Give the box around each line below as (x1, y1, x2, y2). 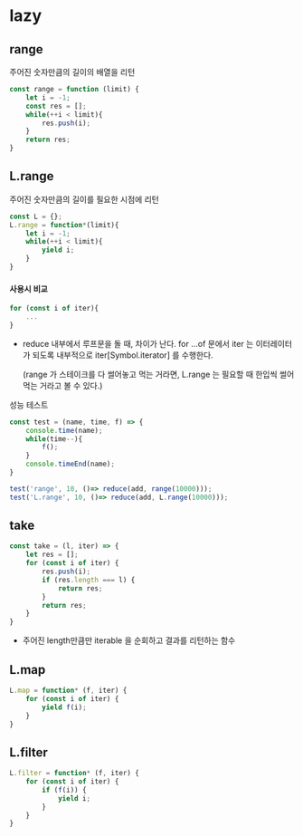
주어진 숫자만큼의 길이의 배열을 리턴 (9, 67, 136, 77)
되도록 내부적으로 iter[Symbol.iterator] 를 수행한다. (32, 350, 214, 360)
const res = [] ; (25, 101, 88, 111)
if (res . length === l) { (42, 575, 136, 584)
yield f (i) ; (42, 703, 88, 712)
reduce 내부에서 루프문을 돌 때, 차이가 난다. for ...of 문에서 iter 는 (22, 338, 254, 349)
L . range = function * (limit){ (9, 220, 119, 229)
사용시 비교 (9, 283, 48, 294)
